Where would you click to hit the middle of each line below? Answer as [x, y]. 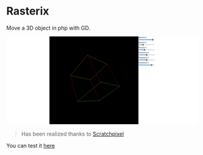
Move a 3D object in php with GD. [48, 28]
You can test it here [31, 146]
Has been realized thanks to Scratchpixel [73, 134]
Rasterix [28, 11]
